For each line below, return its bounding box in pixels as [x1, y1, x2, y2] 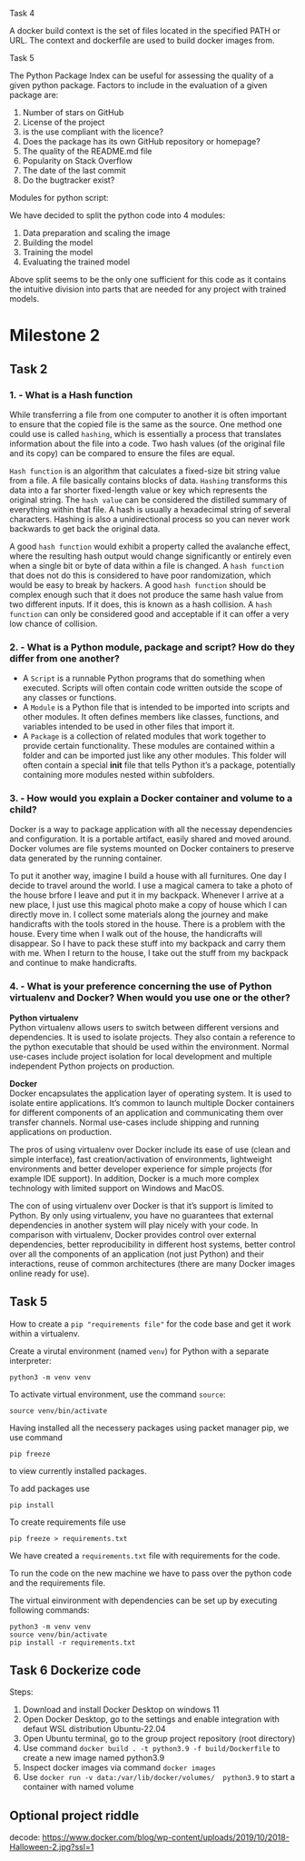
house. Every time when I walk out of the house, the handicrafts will [9, 929, 263, 940]
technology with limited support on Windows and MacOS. [9, 1182, 225, 1193]
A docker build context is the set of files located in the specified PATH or [9, 25, 281, 35]
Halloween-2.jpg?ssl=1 [9, 1842, 94, 1853]
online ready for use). [9, 1268, 90, 1279]
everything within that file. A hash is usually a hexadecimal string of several [9, 503, 291, 514]
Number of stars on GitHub [22, 107, 124, 117]
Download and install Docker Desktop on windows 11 [22, 1704, 220, 1716]
